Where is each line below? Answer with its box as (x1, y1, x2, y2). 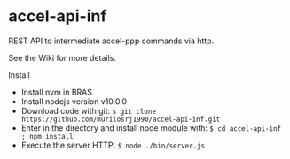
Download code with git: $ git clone (20, 105, 157, 116)
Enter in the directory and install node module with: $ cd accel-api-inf (20, 122, 281, 133)
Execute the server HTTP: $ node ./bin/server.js (20, 140, 206, 150)
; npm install (20, 132, 74, 140)
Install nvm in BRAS (20, 87, 92, 97)
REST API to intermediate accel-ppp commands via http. (8, 35, 215, 46)
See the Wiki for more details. (8, 52, 117, 63)
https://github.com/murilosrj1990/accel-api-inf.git (20, 115, 221, 124)
